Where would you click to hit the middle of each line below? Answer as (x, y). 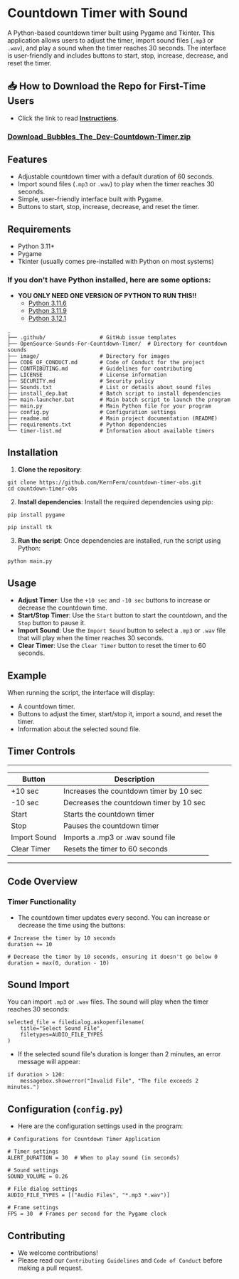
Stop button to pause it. (52, 623)
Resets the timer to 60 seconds (116, 849)
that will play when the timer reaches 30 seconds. (91, 638)
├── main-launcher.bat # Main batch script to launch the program (119, 400)
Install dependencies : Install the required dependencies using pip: (115, 502)
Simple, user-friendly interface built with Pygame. (90, 199)
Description (134, 779)
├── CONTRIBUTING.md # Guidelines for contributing (100, 368)
